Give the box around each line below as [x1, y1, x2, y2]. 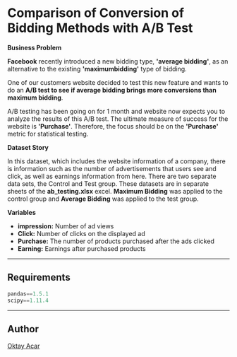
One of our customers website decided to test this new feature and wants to [7, 78, 229, 86]
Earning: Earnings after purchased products [17, 244, 146, 252]
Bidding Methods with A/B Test [7, 20, 193, 36]
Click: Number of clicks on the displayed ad [17, 229, 146, 238]
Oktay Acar [7, 341, 40, 351]
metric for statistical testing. [7, 129, 89, 138]
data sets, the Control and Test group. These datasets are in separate [7, 179, 209, 188]
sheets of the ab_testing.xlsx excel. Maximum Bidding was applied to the [7, 187, 224, 195]
